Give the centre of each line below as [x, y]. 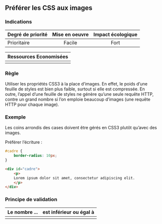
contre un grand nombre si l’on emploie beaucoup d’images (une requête [78, 99]
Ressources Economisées [38, 56]
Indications [19, 22]
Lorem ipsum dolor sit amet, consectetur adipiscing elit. [74, 178]
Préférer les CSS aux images [49, 8]
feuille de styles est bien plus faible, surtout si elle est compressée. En [75, 89]
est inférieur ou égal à [68, 212]
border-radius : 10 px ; [35, 156]
